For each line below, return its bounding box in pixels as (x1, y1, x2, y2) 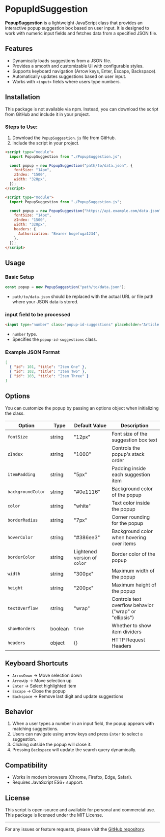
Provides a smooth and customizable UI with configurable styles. (12, 63, 144, 69)
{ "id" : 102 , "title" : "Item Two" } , (9, 369, 87, 374)
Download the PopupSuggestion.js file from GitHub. (12, 135, 116, 141)
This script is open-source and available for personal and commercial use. (5, 806, 156, 812)
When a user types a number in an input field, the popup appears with (12, 721, 154, 727)
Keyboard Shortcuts (5, 659, 68, 668)
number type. (12, 331, 38, 337)
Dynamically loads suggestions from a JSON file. (12, 58, 111, 64)
